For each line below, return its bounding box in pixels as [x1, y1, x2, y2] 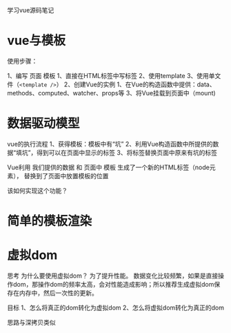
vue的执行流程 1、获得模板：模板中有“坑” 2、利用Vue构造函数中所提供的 [7, 140, 213, 148]
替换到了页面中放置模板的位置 [23, 171, 109, 180]
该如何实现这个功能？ [7, 186, 68, 195]
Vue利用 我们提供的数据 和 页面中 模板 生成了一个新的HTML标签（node [7, 163, 210, 171]
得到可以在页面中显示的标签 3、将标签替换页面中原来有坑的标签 [37, 148, 217, 157]
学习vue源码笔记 [7, 6, 54, 14]
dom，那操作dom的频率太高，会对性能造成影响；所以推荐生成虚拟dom [12, 280, 214, 288]
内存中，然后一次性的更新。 [19, 289, 98, 297]
